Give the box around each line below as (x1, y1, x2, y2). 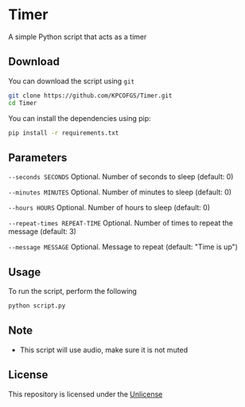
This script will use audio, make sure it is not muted (19, 345, 189, 354)
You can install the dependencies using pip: (8, 113, 151, 123)
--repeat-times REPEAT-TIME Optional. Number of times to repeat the (8, 218, 233, 228)
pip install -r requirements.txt (8, 129, 119, 137)
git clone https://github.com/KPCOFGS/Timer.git (8, 92, 173, 100)
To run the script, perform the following (8, 287, 138, 295)
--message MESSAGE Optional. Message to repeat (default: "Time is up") (8, 242, 239, 252)
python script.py (8, 302, 66, 310)
